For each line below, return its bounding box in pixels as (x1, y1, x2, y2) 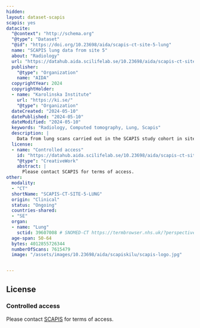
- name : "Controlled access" (11, 147, 84, 153)
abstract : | (17, 163, 46, 169)
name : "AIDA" (17, 75, 49, 81)
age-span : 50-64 (11, 235, 52, 241)
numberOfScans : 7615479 (11, 246, 70, 253)
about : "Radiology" (11, 53, 60, 59)
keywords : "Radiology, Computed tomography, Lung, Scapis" (11, 125, 161, 131)
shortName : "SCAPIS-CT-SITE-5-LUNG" (11, 191, 102, 197)
